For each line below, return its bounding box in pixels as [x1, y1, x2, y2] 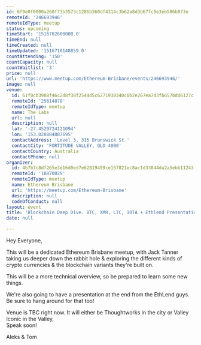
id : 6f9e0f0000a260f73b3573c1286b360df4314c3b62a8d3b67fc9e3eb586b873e [6, 8, 188, 15]
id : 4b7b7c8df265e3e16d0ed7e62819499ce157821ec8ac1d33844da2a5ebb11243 [11, 165, 194, 171]
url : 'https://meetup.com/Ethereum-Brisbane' [11, 187, 127, 193]
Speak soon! [6, 322, 37, 329]
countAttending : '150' [6, 53, 63, 59]
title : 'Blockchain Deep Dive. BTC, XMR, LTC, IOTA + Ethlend [6, 209, 165, 216]
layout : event [6, 204, 42, 210]
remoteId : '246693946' [6, 14, 63, 20]
